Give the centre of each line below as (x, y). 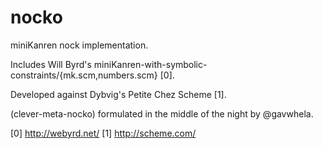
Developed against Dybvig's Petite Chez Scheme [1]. (118, 94)
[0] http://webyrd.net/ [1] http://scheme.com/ (103, 133)
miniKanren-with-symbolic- (150, 64)
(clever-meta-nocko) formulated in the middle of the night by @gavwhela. (162, 113)
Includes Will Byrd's (51, 64)
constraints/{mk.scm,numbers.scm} (84, 75)
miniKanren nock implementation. (79, 45)
